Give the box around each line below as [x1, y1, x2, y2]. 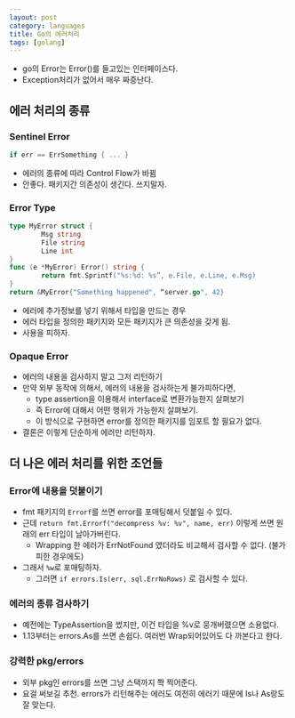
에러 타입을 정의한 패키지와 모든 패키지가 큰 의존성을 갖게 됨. [21, 316, 231, 327]
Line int [41, 246, 74, 255]
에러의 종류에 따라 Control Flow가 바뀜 [21, 167, 157, 178]
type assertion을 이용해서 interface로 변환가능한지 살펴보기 [35, 393, 244, 405]
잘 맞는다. [21, 699, 56, 710]
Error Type [9, 201, 56, 214]
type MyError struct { [9, 222, 93, 231]
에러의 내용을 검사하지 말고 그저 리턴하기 [21, 371, 163, 383]
